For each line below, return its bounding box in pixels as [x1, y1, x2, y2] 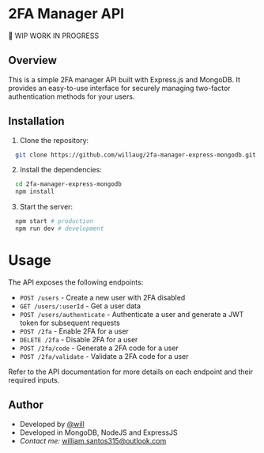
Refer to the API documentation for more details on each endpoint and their [8, 367, 254, 376]
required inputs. [8, 375, 60, 384]
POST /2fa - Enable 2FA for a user [19, 326, 129, 336]
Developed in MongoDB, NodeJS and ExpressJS [19, 428, 178, 437]
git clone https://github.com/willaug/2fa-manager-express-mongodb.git [15, 151, 257, 159]
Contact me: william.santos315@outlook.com [19, 436, 167, 445]
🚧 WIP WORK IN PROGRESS [8, 31, 100, 40]
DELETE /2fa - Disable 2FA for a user [19, 334, 138, 344]
